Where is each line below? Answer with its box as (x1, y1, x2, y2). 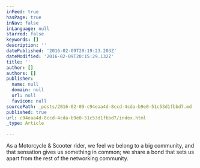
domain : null (11, 87, 44, 93)
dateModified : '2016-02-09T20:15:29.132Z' (6, 53, 114, 59)
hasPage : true (6, 14, 42, 20)
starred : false (6, 31, 44, 37)
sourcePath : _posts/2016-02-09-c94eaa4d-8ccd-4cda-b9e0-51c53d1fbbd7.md (6, 103, 192, 110)
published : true (6, 109, 47, 115)
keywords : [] (6, 37, 39, 43)
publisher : (6, 76, 34, 82)
